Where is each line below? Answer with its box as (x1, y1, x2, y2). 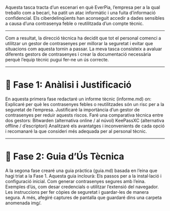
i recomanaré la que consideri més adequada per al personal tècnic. (5, 128, 147, 134)
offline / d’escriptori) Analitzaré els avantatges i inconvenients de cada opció (5, 123, 165, 129)
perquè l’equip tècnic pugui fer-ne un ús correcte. (5, 57, 109, 62)
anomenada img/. (5, 200, 42, 206)
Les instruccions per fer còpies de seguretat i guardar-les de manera (5, 189, 149, 195)
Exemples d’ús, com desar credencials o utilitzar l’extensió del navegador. (5, 184, 159, 190)
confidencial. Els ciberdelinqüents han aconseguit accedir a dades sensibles (5, 15, 164, 21)
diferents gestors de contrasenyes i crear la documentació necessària (5, 51, 151, 57)
